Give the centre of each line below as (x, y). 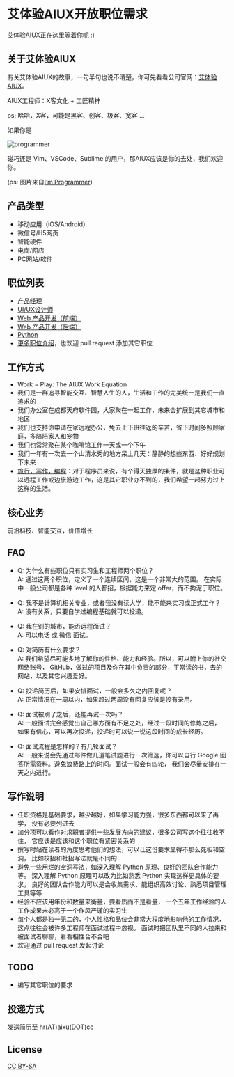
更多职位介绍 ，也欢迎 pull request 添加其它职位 (85, 343)
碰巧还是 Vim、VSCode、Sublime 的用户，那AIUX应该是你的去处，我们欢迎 (115, 158)
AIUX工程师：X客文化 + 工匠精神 (54, 100)
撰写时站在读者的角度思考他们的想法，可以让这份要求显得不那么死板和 (118, 849)
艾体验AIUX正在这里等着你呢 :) (51, 35)
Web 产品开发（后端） (49, 327)
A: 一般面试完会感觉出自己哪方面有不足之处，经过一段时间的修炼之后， (119, 723)
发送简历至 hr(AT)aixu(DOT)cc (50, 1027)
